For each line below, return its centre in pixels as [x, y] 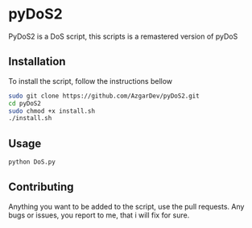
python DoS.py [32, 162]
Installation [37, 62]
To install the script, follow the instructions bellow [91, 81]
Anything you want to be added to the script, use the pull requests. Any [126, 206]
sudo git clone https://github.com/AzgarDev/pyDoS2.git [104, 96]
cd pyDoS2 [25, 103]
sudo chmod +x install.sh [52, 111]
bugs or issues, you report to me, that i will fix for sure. [99, 215]
